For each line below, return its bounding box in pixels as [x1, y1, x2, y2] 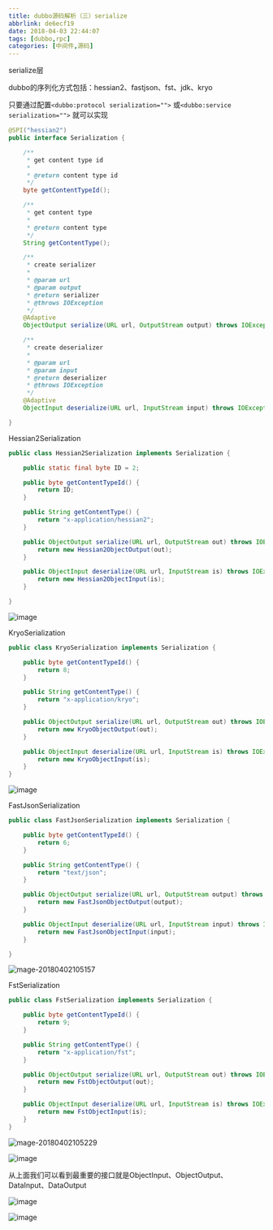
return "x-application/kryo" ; [37, 695, 140, 704]
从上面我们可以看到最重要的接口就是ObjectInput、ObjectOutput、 [8, 1170, 228, 1180]
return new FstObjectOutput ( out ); [37, 1078, 154, 1086]
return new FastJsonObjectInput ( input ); [37, 928, 176, 936]
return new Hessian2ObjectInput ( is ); [37, 575, 165, 583]
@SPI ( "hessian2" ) [8, 127, 67, 135]
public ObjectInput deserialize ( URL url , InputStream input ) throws [23, 920, 260, 929]
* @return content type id [26, 171, 118, 180]
